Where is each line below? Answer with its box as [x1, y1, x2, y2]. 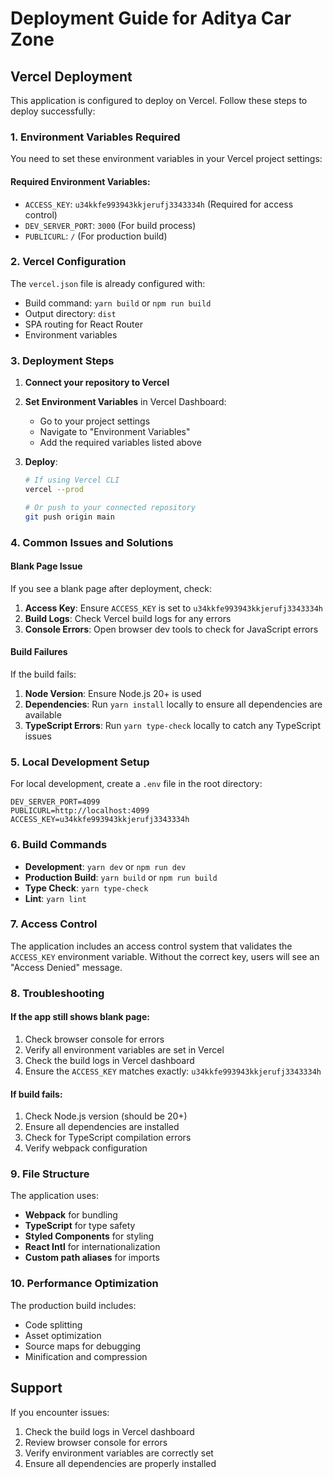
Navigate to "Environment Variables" [39, 426, 191, 438]
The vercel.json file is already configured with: [10, 277, 206, 289]
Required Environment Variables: [10, 175, 151, 187]
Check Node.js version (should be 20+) [24, 1110, 188, 1122]
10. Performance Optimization [10, 1277, 159, 1291]
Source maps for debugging [24, 1340, 141, 1352]
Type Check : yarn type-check [24, 882, 149, 894]
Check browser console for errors [24, 1033, 165, 1045]
